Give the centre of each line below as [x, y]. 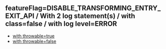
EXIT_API [20, 16]
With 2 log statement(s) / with [88, 16]
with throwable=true [33, 36]
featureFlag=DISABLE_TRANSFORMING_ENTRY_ [83, 8]
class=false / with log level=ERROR [61, 24]
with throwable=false [34, 41]
